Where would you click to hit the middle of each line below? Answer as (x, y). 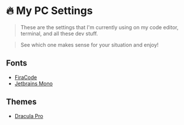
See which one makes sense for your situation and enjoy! (89, 44)
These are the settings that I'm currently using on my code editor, (99, 27)
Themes (21, 102)
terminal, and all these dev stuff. (59, 33)
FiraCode (25, 77)
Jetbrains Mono (33, 84)
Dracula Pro (29, 116)
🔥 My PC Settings (50, 11)
